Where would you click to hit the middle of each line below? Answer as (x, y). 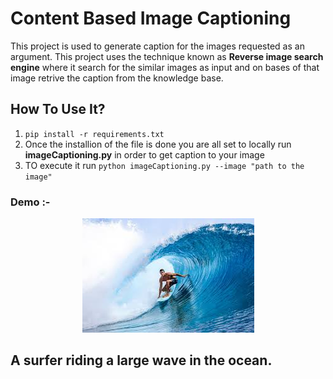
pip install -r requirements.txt (94, 134)
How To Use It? (58, 109)
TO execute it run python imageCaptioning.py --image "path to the (164, 165)
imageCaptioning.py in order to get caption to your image (144, 154)
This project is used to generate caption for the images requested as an (157, 46)
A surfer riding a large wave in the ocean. (141, 360)
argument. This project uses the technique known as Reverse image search (167, 56)
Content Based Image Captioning (151, 18)
